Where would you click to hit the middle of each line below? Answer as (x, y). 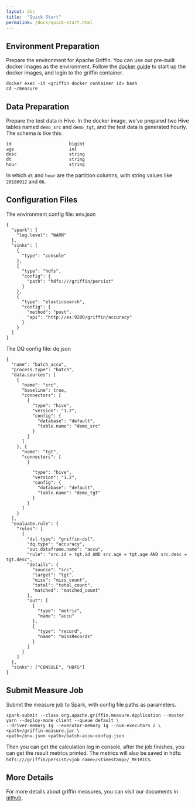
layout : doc (20, 11)
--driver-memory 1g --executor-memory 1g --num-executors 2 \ (83, 725)
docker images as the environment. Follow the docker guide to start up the (96, 67)
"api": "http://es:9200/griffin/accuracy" (80, 317)
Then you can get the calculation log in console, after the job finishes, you (95, 747)
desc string (45, 154)
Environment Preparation (53, 46)
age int (42, 149)
